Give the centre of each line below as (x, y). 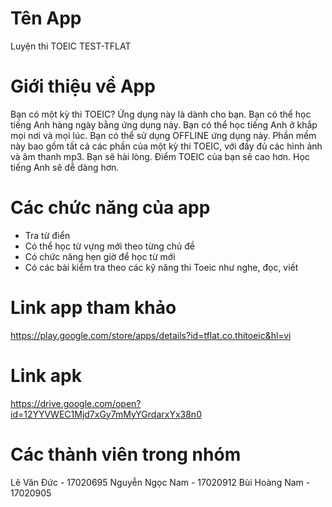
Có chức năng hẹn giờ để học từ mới (100, 256)
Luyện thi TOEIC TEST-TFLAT (71, 46)
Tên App (46, 18)
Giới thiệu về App (83, 86)
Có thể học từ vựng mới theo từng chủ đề (110, 246)
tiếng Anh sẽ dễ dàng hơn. (65, 167)
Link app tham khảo (93, 308)
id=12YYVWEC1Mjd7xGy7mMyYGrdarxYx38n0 (106, 414)
